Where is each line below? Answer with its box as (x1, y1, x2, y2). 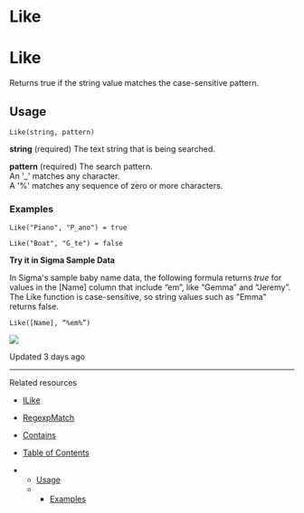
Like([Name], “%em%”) (9, 319, 91, 328)
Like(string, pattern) (9, 127, 95, 136)
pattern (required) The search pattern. (9, 161, 153, 172)
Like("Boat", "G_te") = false (9, 239, 124, 248)
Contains (22, 430, 57, 441)
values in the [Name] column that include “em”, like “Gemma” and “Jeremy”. (9, 282, 291, 293)
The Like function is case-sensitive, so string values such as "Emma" (9, 292, 267, 303)
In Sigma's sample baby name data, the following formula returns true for (9, 273, 282, 284)
